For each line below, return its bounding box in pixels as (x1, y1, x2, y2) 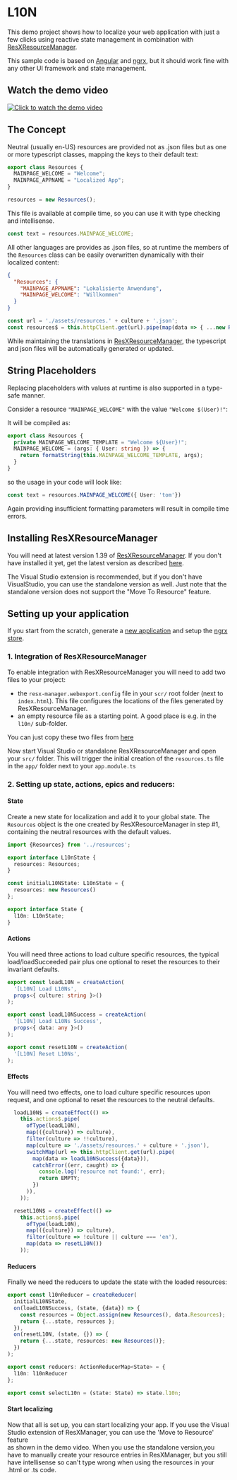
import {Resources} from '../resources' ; (7, 841, 131, 848)
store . (7, 634, 25, 642)
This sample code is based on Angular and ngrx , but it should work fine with (7, 56, 229, 64)
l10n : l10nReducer (13, 1370, 68, 1377)
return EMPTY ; (38, 1175, 80, 1182)
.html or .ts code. (7, 1465, 57, 1474)
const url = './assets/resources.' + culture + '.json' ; (7, 318, 178, 325)
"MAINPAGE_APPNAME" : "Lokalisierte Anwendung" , (20, 284, 162, 292)
